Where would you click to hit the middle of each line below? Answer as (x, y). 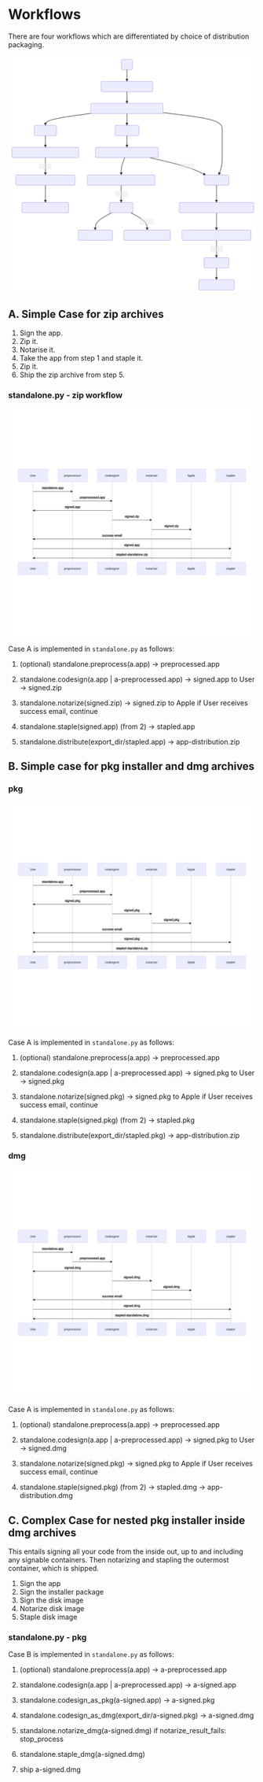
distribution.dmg (46, 1495)
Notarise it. (37, 350)
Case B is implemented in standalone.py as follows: (91, 1654)
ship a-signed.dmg (50, 1769)
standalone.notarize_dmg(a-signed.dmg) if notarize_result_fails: (122, 1731)
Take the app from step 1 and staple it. (81, 358)
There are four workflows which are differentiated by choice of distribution (129, 36)
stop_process (42, 1739)
